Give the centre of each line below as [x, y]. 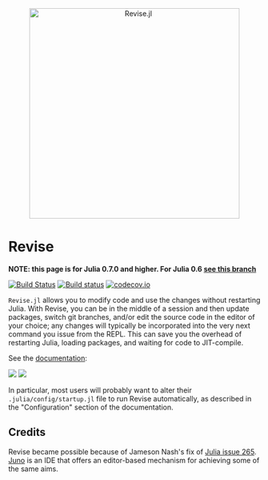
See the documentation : [48, 358]
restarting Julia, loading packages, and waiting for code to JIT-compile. [126, 342]
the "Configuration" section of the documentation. [91, 407]
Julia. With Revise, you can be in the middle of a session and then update [129, 309]
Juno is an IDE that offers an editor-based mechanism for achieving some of [134, 460]
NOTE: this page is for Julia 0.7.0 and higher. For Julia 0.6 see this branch [132, 268]
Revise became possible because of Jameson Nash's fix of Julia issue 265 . [132, 451]
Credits [27, 432]
